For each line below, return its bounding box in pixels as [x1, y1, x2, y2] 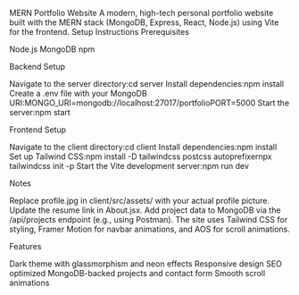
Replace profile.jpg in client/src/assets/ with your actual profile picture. [9, 196, 270, 206]
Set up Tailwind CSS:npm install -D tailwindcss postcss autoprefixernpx [9, 151, 272, 162]
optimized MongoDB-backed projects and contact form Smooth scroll [9, 268, 266, 278]
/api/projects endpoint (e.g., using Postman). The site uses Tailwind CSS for [9, 215, 288, 224]
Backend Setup [9, 62, 65, 72]
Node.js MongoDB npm [9, 44, 96, 55]
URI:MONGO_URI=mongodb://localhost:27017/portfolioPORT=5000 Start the [9, 97, 290, 108]
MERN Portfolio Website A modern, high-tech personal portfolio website [9, 8, 274, 18]
